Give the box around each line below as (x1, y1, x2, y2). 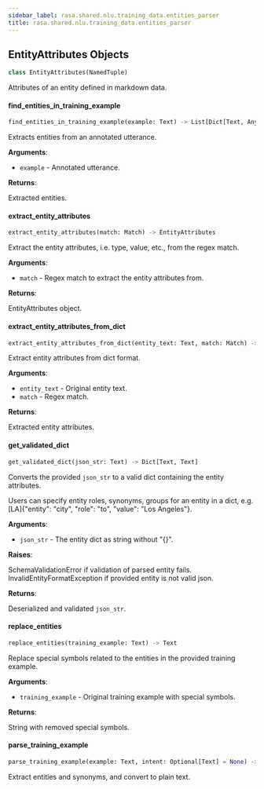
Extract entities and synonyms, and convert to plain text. (8, 772, 191, 781)
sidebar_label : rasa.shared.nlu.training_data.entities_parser (8, 11, 220, 20)
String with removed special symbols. (8, 722, 130, 732)
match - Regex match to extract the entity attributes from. (19, 273, 204, 283)
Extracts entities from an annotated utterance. (8, 133, 157, 142)
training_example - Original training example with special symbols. (19, 692, 236, 701)
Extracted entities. (8, 193, 68, 203)
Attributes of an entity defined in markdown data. (8, 83, 167, 93)
